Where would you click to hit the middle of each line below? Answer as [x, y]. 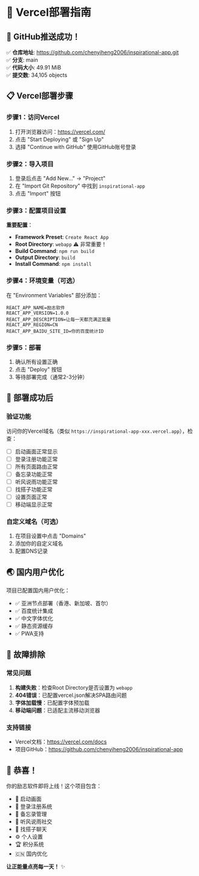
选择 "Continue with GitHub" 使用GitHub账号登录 [76, 147]
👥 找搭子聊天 [31, 829]
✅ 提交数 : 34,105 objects [37, 75]
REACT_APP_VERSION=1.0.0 [38, 313]
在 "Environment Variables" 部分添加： [54, 295]
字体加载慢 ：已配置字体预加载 [52, 702]
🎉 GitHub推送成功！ [43, 37]
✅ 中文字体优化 [34, 619]
